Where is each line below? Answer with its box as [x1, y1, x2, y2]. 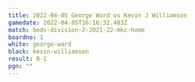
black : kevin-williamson [8, 48, 89, 55]
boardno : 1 [8, 33, 44, 41]
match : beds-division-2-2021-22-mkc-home [8, 26, 146, 34]
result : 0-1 [8, 55, 47, 63]
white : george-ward [8, 41, 72, 48]
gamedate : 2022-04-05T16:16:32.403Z [8, 19, 128, 27]
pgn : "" [8, 62, 34, 70]
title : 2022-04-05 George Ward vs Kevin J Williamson [8, 11, 188, 20]
